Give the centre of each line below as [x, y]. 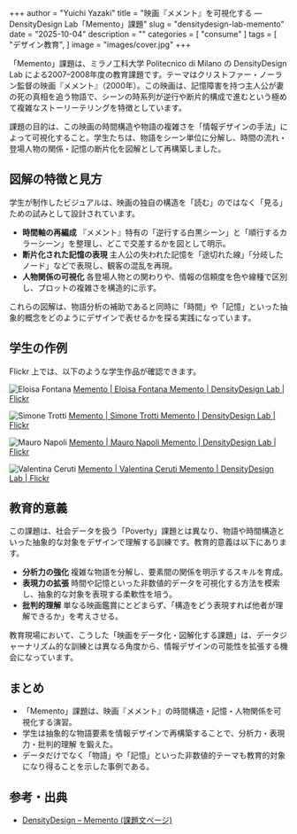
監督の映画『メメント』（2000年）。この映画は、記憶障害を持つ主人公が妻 [150, 86]
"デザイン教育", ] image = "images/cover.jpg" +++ [100, 44]
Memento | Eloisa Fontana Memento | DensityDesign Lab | [179, 389]
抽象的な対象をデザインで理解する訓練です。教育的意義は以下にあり [156, 542]
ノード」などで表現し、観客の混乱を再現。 [99, 265]
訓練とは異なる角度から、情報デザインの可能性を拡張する [175, 646]
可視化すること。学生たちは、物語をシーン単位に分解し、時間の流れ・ [159, 137]
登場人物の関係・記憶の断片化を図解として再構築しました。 [118, 148]
